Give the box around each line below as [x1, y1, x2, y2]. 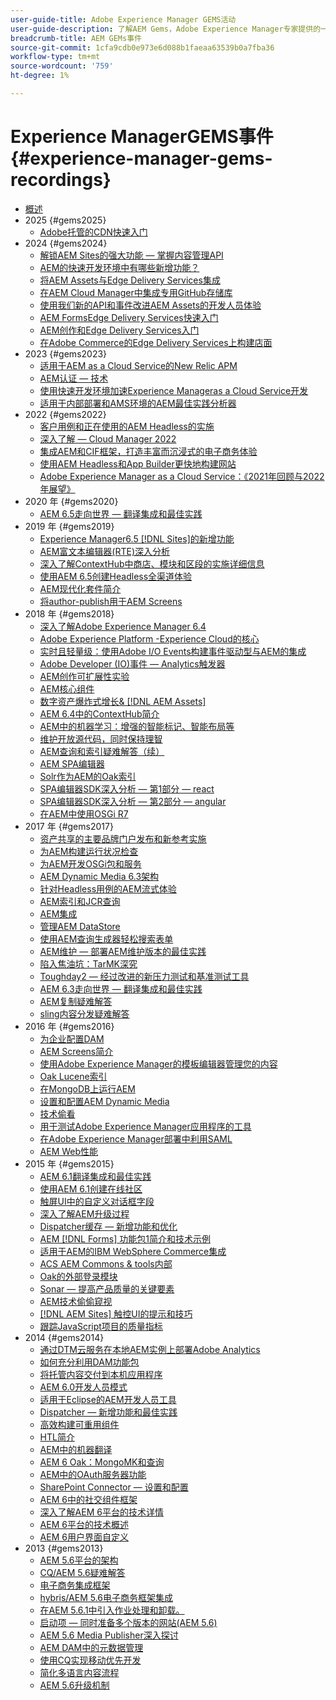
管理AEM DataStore [39, 920, 121, 932]
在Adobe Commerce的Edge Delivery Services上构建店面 [39, 336, 273, 348]
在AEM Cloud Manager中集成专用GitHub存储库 [39, 286, 233, 298]
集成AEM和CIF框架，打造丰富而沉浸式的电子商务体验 [39, 445, 258, 457]
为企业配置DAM [39, 1032, 105, 1045]
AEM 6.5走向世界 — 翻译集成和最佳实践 [39, 507, 203, 520]
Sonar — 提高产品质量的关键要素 [39, 1282, 175, 1295]
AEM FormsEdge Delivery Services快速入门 [39, 311, 219, 323]
